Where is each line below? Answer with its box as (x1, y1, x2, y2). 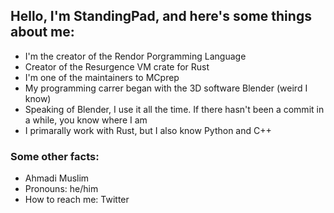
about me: (10, 24, 75, 41)
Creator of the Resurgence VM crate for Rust (24, 60, 210, 73)
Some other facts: (10, 149, 100, 163)
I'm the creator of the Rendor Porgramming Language (24, 50, 247, 62)
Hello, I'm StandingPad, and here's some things (10, 8, 312, 25)
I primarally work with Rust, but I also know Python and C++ (24, 124, 272, 136)
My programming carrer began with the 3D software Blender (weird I (24, 82, 308, 94)
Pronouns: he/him (24, 183, 99, 195)
